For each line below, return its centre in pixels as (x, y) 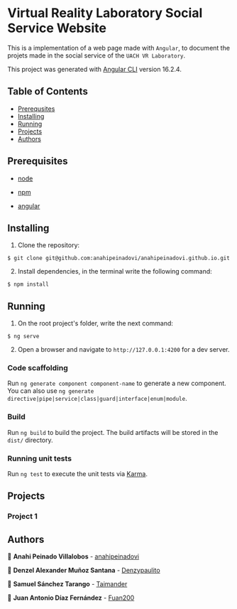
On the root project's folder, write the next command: (95, 323)
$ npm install (28, 285)
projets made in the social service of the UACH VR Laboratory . (97, 55)
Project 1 (22, 517)
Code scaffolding (38, 368)
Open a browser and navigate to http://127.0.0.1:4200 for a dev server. (123, 350)
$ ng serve (23, 336)
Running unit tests (40, 458)
